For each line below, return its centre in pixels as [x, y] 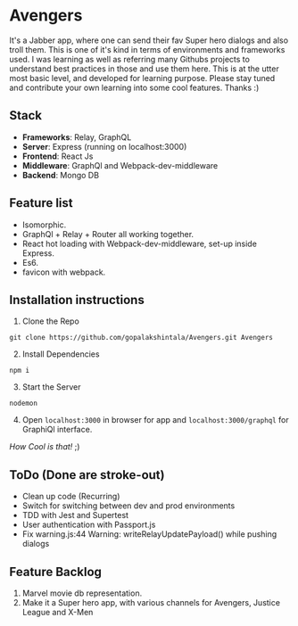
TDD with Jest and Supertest [75, 515]
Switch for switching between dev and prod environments [128, 506]
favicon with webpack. [64, 272]
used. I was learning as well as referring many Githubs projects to [129, 59]
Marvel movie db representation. [82, 593]
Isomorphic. [44, 225]
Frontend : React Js [58, 156]
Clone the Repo [51, 321]
